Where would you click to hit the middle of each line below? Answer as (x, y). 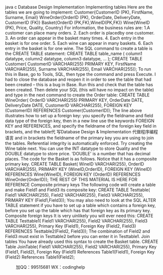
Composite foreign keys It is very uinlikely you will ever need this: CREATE (79, 216)
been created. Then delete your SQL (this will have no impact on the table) (80, 90)
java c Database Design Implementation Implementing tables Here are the (79, 7)
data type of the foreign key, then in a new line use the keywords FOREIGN (80, 121)
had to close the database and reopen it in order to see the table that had (78, 79)
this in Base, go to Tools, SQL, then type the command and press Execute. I (81, 74)
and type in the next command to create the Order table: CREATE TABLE (77, 95)
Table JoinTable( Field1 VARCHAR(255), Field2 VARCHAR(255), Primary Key (81, 247)
